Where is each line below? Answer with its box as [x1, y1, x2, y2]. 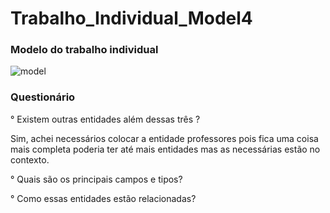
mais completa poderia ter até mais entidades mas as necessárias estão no [10, 143, 321, 155]
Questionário [10, 90, 76, 104]
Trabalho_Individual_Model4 [10, 7, 253, 30]
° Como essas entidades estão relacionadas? [10, 192, 197, 204]
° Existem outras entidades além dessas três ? [10, 113, 201, 125]
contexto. [10, 153, 50, 166]
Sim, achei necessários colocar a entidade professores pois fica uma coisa [10, 132, 319, 144]
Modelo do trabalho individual [10, 43, 159, 57]
